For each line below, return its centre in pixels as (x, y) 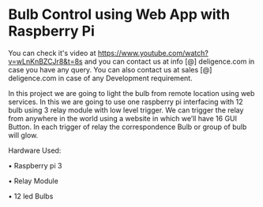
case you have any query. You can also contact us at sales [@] (110, 69)
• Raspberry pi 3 (35, 165)
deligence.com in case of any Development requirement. (100, 78)
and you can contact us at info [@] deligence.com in (169, 61)
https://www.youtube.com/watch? (153, 53)
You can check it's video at (52, 53)
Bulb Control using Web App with (119, 15)
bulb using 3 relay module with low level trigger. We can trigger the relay (126, 110)
